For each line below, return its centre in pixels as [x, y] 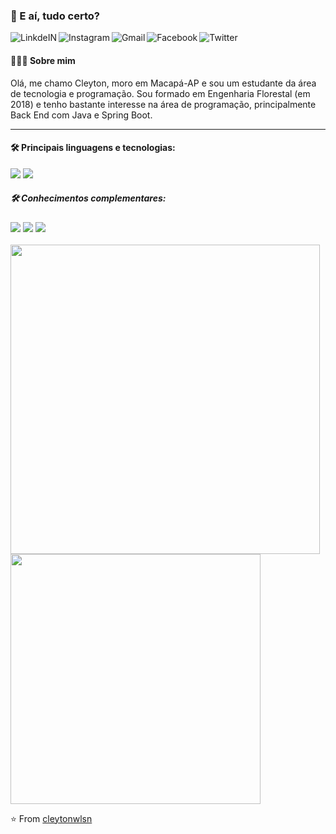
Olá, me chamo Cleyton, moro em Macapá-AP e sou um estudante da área [163, 83]
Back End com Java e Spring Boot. [81, 115]
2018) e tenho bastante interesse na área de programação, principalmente [163, 104]
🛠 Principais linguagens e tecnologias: [93, 148]
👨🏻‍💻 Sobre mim [43, 60]
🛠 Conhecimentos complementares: [88, 198]
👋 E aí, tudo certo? [55, 16]
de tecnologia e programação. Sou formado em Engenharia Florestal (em [160, 93]
